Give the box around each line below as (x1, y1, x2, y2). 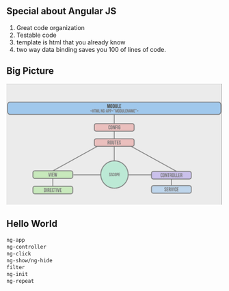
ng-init (6, 271, 29, 278)
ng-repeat (6, 278, 35, 285)
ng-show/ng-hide (6, 258, 53, 264)
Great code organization (16, 23, 85, 31)
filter (6, 264, 25, 271)
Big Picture (6, 65, 54, 77)
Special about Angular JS (6, 5, 117, 17)
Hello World (6, 218, 57, 230)
